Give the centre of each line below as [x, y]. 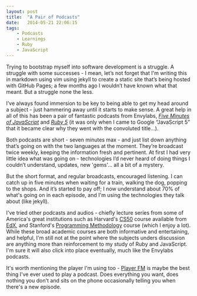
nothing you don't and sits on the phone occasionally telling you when [91, 280]
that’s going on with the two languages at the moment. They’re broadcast [95, 146]
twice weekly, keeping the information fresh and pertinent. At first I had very [98, 152]
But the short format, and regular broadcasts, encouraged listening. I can [94, 176]
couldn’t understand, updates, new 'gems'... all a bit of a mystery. [85, 165]
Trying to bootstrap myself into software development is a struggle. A [90, 67]
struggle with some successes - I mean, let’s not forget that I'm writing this [96, 73]
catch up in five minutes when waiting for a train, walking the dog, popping [96, 182]
